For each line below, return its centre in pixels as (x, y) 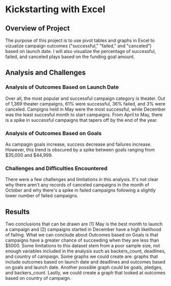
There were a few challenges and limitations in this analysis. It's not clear (82, 179)
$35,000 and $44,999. (29, 155)
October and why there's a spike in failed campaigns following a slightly (81, 190)
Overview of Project (38, 28)
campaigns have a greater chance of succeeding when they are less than (82, 240)
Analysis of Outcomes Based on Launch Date (62, 87)
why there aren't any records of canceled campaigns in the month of (77, 185)
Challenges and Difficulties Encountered (56, 168)
